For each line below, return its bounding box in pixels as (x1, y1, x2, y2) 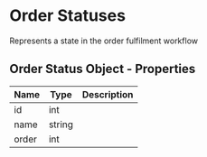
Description (81, 88, 134, 100)
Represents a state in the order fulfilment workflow (9, 35, 199, 46)
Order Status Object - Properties (9, 61, 196, 77)
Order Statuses (9, 5, 127, 26)
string (48, 118, 74, 131)
